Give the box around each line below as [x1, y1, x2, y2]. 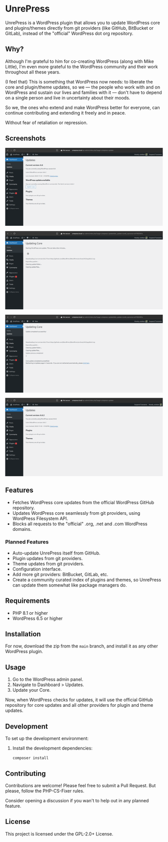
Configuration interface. [12, 566, 62, 572]
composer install [12, 756, 49, 761]
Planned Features [5, 538, 49, 545]
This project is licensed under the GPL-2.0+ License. [5, 830, 113, 837]
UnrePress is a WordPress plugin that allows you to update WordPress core [5, 20, 160, 26]
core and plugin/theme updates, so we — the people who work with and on [5, 84, 160, 90]
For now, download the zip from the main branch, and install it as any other [5, 643, 158, 649]
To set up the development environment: [5, 735, 89, 741]
